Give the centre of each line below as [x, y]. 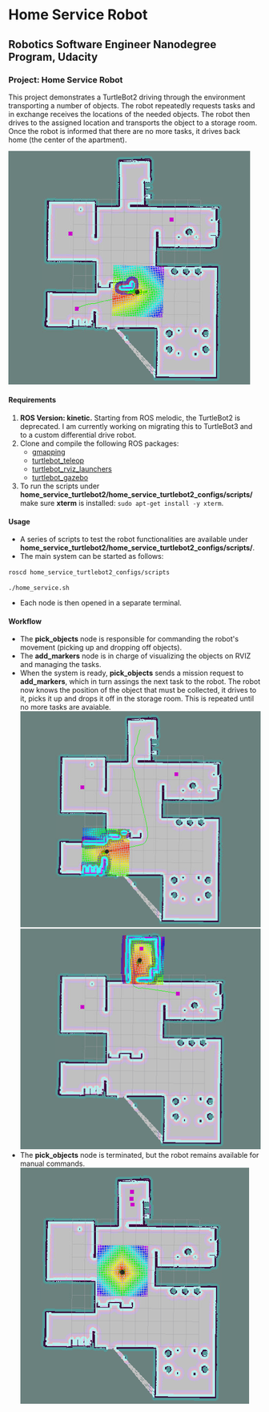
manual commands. [52, 1163]
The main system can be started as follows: [92, 556]
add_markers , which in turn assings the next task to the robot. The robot [140, 682]
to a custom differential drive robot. [78, 435]
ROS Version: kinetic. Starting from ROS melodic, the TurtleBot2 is [130, 418]
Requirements [32, 400]
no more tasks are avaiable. [65, 707]
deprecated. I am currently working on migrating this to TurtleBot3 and [136, 427]
